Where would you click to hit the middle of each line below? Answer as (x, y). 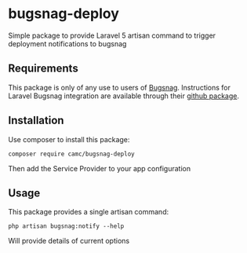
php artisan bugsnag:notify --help (66, 226)
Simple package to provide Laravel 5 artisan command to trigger (112, 35)
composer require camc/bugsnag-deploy (71, 154)
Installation (36, 121)
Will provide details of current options (69, 241)
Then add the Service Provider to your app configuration (99, 168)
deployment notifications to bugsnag (67, 43)
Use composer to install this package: (69, 139)
